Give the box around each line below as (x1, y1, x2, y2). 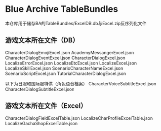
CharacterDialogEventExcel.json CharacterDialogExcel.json (5, 55, 126, 61)
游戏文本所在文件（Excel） (5, 102, 87, 110)
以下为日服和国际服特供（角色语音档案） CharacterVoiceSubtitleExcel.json (5, 80, 157, 87)
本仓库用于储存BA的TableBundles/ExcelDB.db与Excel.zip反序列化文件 (5, 20, 147, 26)
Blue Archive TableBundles (5, 3, 119, 15)
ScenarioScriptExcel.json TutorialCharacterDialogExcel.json (5, 70, 126, 76)
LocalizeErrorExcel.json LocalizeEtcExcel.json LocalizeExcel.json (5, 60, 137, 66)
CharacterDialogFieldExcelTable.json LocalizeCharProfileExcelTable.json (5, 115, 153, 121)
